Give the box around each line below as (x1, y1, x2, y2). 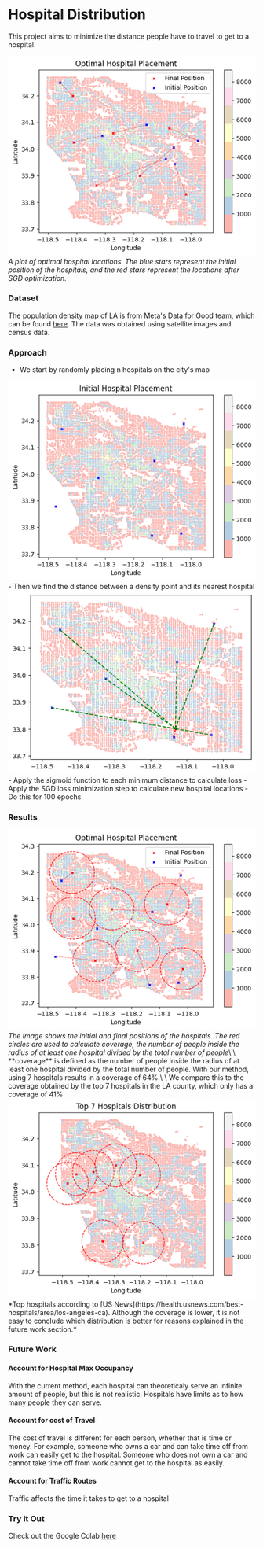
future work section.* (8, 1324, 77, 1334)
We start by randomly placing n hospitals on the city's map (19, 365, 210, 374)
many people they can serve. (8, 1398, 102, 1407)
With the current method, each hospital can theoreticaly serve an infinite (8, 1380, 243, 1390)
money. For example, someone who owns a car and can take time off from (8, 1441, 249, 1450)
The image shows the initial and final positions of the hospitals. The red (8, 1030, 240, 1040)
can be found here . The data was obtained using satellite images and (8, 319, 232, 328)
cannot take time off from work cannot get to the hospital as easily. (8, 1458, 225, 1468)
